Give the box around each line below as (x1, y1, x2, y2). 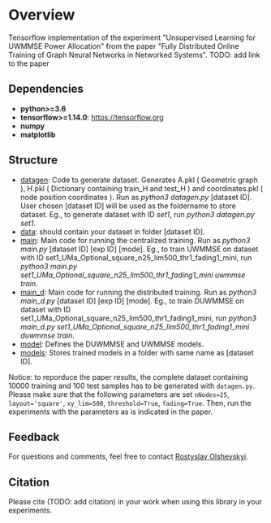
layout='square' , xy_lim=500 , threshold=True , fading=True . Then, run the (8, 398, 252, 408)
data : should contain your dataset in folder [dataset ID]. (19, 226, 205, 237)
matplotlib (19, 129, 56, 139)
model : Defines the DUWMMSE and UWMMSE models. (19, 339, 204, 349)
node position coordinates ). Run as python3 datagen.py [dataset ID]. (19, 192, 252, 202)
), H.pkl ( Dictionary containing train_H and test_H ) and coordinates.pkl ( (19, 183, 264, 193)
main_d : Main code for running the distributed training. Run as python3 (19, 287, 257, 297)
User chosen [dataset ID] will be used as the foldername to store (19, 201, 237, 211)
